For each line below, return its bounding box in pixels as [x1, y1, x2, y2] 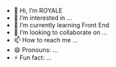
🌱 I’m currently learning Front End [13, 21, 110, 29]
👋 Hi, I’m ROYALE [13, 7, 63, 14]
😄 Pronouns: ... [13, 46, 59, 54]
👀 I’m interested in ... [13, 14, 72, 22]
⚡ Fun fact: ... [13, 53, 52, 62]
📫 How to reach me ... [13, 36, 78, 44]
